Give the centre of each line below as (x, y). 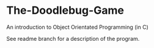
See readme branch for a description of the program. (73, 38)
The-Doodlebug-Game (65, 10)
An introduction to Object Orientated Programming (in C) (77, 27)
